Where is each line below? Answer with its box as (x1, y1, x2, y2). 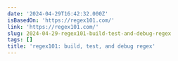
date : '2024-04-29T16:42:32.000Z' (7, 10, 109, 18)
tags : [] (7, 36, 33, 43)
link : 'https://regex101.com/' (7, 23, 99, 30)
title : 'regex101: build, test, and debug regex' (7, 43, 156, 50)
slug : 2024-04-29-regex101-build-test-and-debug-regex (7, 29, 172, 37)
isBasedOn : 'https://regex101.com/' (7, 17, 115, 24)
